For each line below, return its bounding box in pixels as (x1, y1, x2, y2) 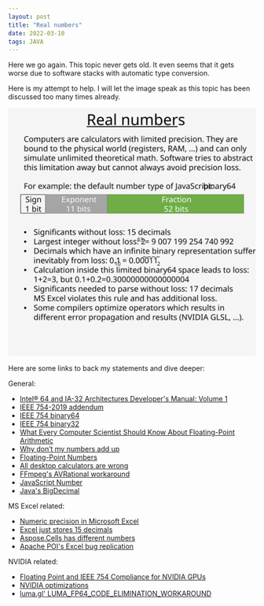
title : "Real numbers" (8, 20, 82, 29)
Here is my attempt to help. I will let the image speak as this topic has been (8, 83, 251, 94)
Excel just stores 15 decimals (19, 525, 113, 534)
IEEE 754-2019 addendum (19, 402, 104, 412)
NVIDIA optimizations (19, 581, 89, 590)
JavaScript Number (19, 478, 83, 487)
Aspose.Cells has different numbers (19, 534, 136, 543)
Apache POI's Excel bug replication (19, 541, 134, 551)
